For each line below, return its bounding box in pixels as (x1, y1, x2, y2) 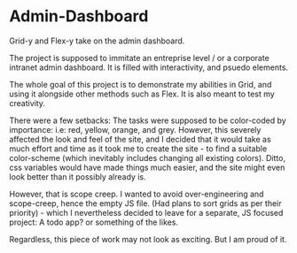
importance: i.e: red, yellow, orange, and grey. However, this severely (9, 124, 262, 134)
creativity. (9, 97, 46, 108)
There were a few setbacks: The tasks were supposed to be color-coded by (9, 115, 286, 126)
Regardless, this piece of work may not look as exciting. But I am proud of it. (9, 234, 287, 244)
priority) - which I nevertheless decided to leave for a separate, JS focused (9, 207, 284, 218)
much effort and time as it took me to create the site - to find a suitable (9, 143, 268, 154)
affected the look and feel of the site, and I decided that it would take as (9, 134, 272, 144)
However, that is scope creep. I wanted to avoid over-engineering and (9, 188, 264, 199)
